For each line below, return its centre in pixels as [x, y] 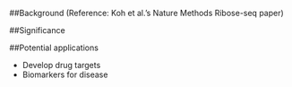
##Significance [37, 30]
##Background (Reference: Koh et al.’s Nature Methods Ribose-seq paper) [146, 13]
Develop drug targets [61, 65]
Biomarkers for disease [65, 74]
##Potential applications [54, 48]
